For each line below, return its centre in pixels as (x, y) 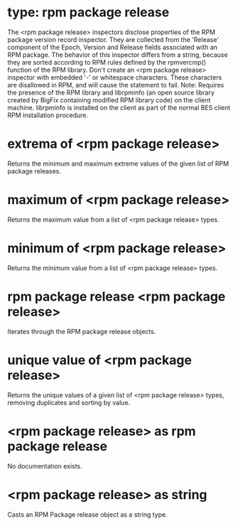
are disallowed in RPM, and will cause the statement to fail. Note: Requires (116, 85)
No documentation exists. (45, 466)
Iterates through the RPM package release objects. (82, 331)
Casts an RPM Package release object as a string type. (88, 514)
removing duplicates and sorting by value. (69, 402)
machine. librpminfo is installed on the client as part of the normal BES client (119, 107)
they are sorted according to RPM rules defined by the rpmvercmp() (107, 62)
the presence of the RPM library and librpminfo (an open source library (111, 92)
